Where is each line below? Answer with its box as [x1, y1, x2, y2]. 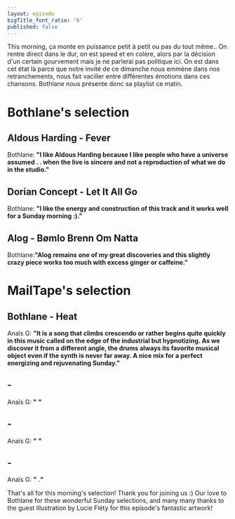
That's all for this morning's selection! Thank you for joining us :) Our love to [7, 489, 227, 497]
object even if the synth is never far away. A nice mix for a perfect [7, 352, 203, 359]
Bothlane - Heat [7, 310, 78, 322]
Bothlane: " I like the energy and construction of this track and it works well [7, 205, 229, 213]
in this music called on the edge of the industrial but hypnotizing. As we [7, 337, 220, 345]
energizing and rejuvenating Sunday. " [7, 359, 121, 367]
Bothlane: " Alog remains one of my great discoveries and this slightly [7, 251, 210, 259]
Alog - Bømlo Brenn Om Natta [7, 232, 139, 244]
